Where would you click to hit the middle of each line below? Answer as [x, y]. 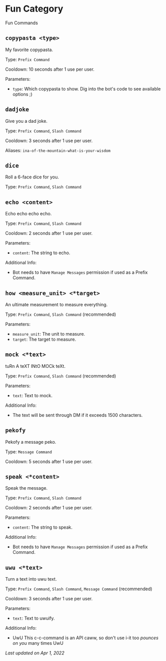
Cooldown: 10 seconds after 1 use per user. [50, 69]
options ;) [22, 94]
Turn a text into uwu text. [31, 579]
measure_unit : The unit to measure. [49, 334]
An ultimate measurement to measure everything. [57, 304]
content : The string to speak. [43, 527]
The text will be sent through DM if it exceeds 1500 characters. [77, 415]
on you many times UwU [38, 643]
